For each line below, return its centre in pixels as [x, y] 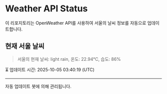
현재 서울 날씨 [25, 46]
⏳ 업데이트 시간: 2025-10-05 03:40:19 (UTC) [50, 69]
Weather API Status [46, 9]
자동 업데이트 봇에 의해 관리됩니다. [38, 86]
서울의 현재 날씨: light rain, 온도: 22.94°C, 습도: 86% [69, 59]
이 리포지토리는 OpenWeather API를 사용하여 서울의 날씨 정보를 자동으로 [76, 23]
